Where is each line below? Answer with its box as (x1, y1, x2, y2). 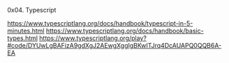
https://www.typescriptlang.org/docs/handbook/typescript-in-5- (7, 19, 193, 27)
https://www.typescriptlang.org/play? (39, 34, 147, 42)
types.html (7, 34, 38, 42)
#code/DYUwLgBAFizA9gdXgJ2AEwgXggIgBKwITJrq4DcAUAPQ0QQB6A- (7, 42, 222, 49)
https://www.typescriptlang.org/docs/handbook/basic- (45, 27, 204, 35)
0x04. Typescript (7, 6, 57, 14)
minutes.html (7, 27, 45, 35)
